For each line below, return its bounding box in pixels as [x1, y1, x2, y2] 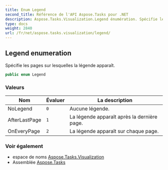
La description [97, 96, 132, 103]
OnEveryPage [7, 127, 40, 134]
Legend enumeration [5, 49, 71, 57]
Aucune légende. [69, 105, 110, 112]
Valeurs [5, 83, 24, 90]
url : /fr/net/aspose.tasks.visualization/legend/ [5, 30, 111, 35]
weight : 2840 [5, 26, 32, 31]
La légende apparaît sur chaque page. [69, 127, 159, 134]
